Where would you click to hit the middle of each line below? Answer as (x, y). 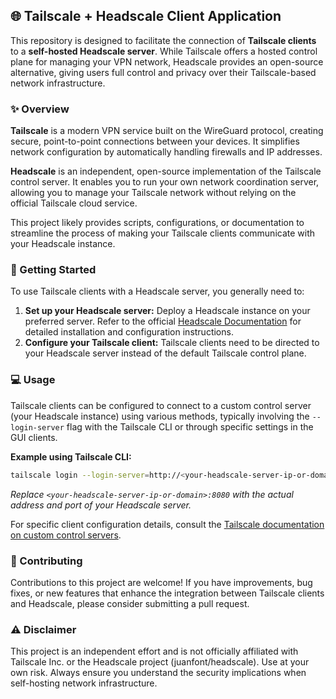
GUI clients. (34, 437)
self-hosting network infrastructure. (84, 683)
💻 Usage (33, 380)
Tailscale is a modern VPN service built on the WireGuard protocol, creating (167, 131)
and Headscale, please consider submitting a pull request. (130, 603)
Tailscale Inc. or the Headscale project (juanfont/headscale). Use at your (160, 662)
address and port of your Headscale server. (101, 505)
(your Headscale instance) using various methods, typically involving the (160, 416)
